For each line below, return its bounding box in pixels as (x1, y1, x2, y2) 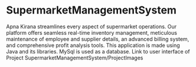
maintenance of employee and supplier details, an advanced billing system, (6, 35, 190, 42)
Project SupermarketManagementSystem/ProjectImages (6, 54, 143, 61)
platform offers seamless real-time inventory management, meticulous (6, 29, 177, 36)
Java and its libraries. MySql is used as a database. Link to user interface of (6, 48, 190, 55)
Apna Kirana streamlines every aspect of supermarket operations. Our (6, 23, 177, 30)
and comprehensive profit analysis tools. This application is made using (6, 42, 180, 49)
